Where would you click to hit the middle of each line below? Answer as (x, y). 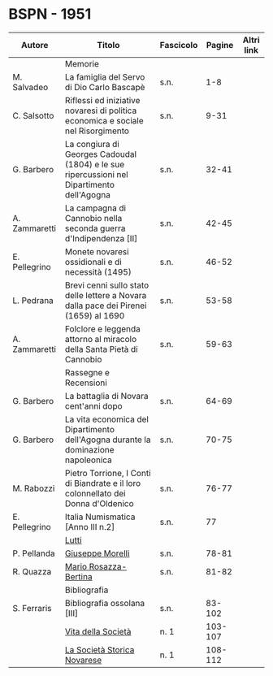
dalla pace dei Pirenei (106, 305)
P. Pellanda (34, 553)
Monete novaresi (97, 251)
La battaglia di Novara (106, 396)
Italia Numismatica (100, 517)
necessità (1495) (98, 271)
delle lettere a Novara (106, 295)
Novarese (83, 660)
